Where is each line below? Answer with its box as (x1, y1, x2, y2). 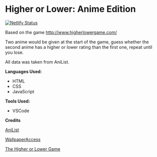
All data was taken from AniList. (5, 59, 70, 65)
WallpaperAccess (5, 136, 41, 142)
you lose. (5, 49, 24, 55)
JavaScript (12, 88, 35, 94)
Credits (5, 117, 21, 123)
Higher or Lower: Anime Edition (5, 3, 136, 15)
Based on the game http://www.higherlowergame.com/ (5, 29, 117, 35)
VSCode (12, 108, 30, 114)
